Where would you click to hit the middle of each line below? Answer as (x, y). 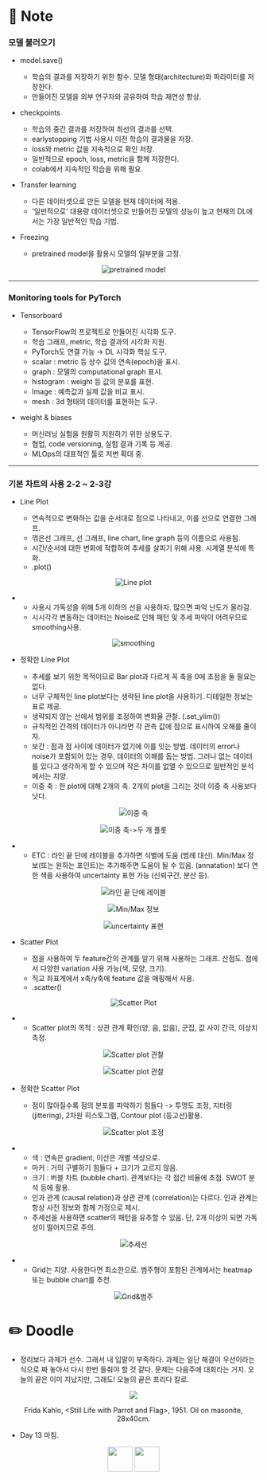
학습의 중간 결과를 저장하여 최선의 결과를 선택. (103, 129)
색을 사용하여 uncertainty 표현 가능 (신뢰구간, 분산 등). (125, 875)
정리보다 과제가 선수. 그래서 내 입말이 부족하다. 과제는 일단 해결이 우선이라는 (137, 1360)
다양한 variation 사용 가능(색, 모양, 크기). (103, 968)
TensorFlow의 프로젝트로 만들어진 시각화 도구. (104, 332)
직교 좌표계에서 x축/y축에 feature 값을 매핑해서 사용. (113, 979)
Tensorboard (41, 315)
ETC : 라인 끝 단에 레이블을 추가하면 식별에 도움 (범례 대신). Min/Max (139, 855)
